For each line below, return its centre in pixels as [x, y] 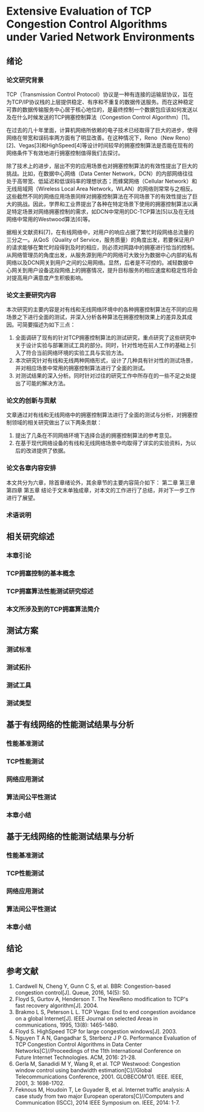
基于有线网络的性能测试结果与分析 [70, 725]
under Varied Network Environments [101, 37]
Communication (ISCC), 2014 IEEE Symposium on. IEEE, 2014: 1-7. [97, 1103]
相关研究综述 [30, 537]
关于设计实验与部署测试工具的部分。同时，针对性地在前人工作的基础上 [103, 345]
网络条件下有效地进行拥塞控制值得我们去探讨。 [65, 153]
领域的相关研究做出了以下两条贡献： [56, 423]
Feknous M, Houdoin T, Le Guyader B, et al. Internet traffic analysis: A [102, 1090]
